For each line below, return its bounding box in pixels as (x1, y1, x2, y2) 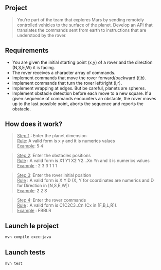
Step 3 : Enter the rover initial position (17, 172, 91, 178)
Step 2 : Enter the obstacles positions (17, 153, 91, 159)
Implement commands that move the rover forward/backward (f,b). (12, 75, 146, 81)
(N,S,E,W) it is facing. (12, 64, 55, 70)
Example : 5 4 (17, 143, 44, 149)
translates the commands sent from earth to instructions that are (17, 27, 147, 33)
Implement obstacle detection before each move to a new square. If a (12, 90, 152, 96)
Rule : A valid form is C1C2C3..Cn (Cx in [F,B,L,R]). (17, 202, 118, 208)
